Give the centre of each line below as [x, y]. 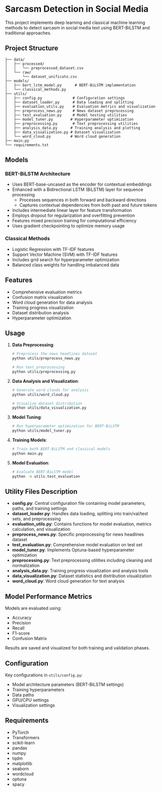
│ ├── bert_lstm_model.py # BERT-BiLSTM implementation [71, 85]
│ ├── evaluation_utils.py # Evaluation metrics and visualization [80, 106]
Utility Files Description [41, 491]
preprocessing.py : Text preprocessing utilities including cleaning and [82, 561]
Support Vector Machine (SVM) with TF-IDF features [65, 254]
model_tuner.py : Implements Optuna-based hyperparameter [73, 550]
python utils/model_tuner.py [42, 431]
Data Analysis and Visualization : [45, 381]
